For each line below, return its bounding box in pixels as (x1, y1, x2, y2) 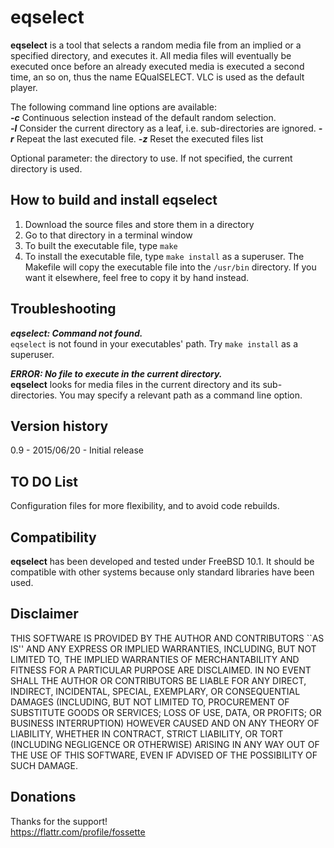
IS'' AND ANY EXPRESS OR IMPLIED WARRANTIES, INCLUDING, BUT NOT (10, 642, 317, 655)
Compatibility (10, 529, 97, 546)
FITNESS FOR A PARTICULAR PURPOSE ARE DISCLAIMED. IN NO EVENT (10, 664, 312, 676)
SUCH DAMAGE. (10, 759, 78, 771)
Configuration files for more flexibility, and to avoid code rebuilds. (10, 500, 280, 512)
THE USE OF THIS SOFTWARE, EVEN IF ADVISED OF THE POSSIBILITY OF (10, 749, 318, 761)
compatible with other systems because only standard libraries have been (10, 566, 315, 578)
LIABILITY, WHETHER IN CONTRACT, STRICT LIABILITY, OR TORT (10, 727, 284, 740)
